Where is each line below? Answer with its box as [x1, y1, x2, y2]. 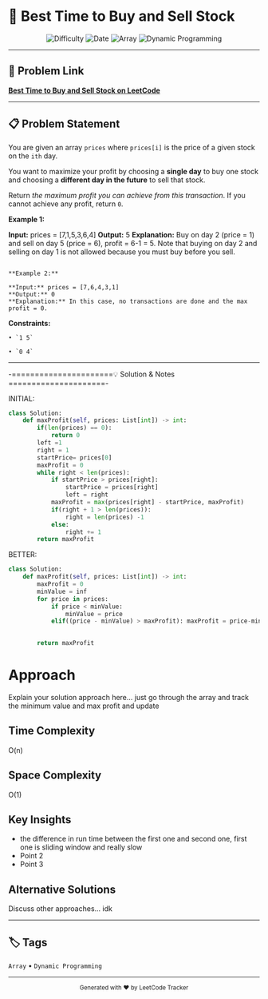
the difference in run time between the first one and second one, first [19, 834, 247, 844]
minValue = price [65, 610, 124, 618]
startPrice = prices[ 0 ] [37, 453, 112, 462]
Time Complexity [8, 724, 96, 738]
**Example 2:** [8, 269, 59, 277]
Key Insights [8, 813, 72, 826]
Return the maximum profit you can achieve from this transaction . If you [8, 190, 246, 200]
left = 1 [37, 439, 62, 447]
